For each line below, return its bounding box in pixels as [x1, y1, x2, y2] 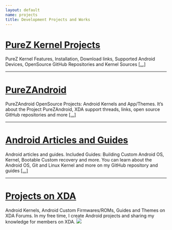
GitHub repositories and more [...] [5, 112, 76, 118]
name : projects [5, 12, 38, 17]
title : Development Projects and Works [5, 17, 91, 22]
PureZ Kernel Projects [5, 39, 101, 51]
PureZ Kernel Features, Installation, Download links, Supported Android [5, 56, 155, 62]
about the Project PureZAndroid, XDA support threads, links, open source [5, 106, 160, 112]
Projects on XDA [5, 190, 76, 202]
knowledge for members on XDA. [5, 219, 76, 225]
